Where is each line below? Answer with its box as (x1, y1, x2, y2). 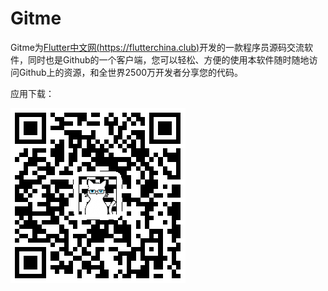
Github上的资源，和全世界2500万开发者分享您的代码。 (18, 66, 244, 78)
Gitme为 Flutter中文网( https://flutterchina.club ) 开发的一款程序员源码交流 (10, 41, 305, 53)
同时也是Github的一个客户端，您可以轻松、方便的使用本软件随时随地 (27, 53, 310, 66)
